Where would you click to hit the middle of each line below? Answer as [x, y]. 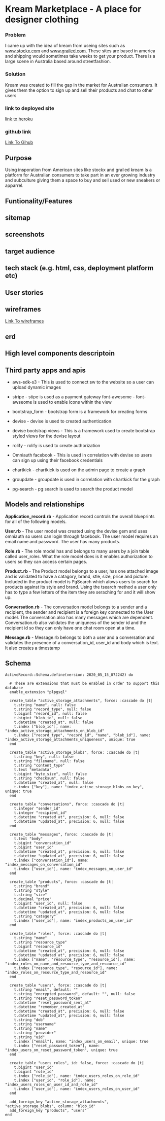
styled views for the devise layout [46, 436]
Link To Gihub [19, 142]
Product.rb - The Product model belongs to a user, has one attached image [82, 571]
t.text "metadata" [33, 770]
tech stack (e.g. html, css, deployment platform [79, 268]
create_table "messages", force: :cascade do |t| [61, 834]
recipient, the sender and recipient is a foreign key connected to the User [79, 612]
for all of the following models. [36, 522]
